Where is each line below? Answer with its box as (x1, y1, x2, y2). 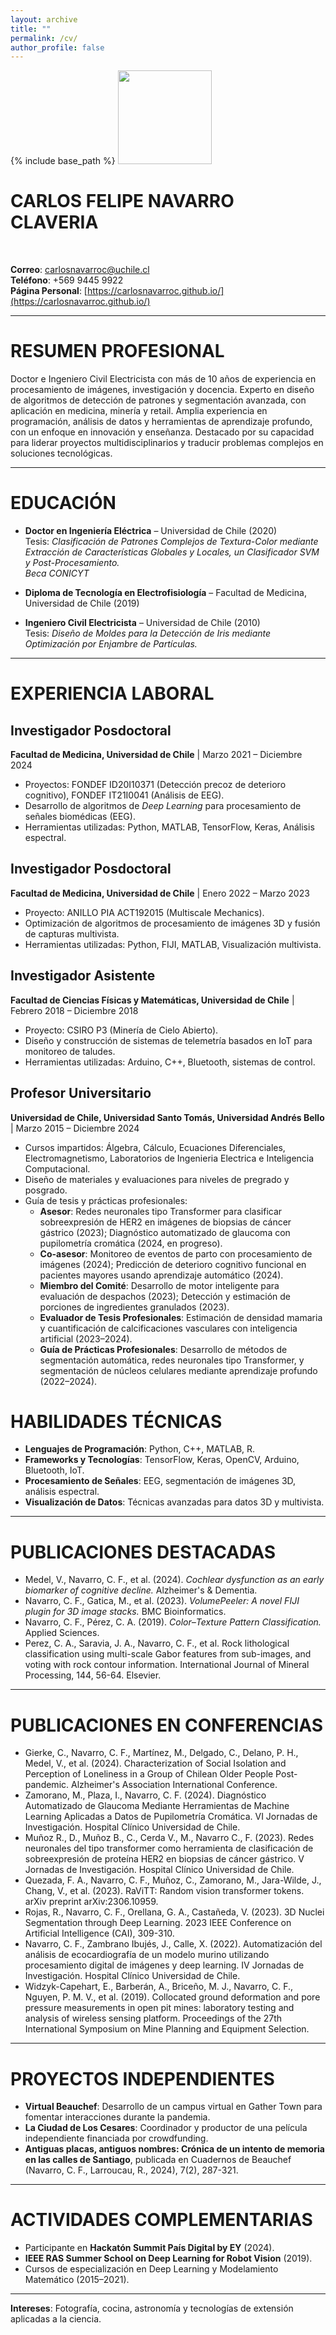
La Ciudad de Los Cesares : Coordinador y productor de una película (24, 2122, 308, 2134)
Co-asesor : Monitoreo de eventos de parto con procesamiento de (39, 1247, 313, 1260)
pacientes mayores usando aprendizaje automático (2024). (39, 1269, 284, 1281)
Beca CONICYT (24, 567, 90, 580)
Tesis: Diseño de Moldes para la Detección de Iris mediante (24, 627, 272, 640)
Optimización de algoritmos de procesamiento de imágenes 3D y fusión (24, 917, 321, 929)
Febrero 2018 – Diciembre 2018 (10, 1004, 139, 1016)
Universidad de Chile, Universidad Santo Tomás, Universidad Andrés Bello (10, 1111, 325, 1123)
